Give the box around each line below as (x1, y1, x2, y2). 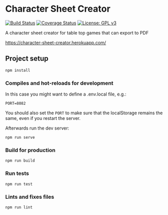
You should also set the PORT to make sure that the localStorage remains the (5, 110, 163, 116)
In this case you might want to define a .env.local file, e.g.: (5, 91, 127, 97)
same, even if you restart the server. (5, 115, 81, 121)
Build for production (5, 146, 56, 153)
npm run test (5, 181, 33, 187)
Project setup (5, 54, 49, 63)
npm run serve (5, 135, 35, 140)
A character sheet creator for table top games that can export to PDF (5, 29, 149, 36)
